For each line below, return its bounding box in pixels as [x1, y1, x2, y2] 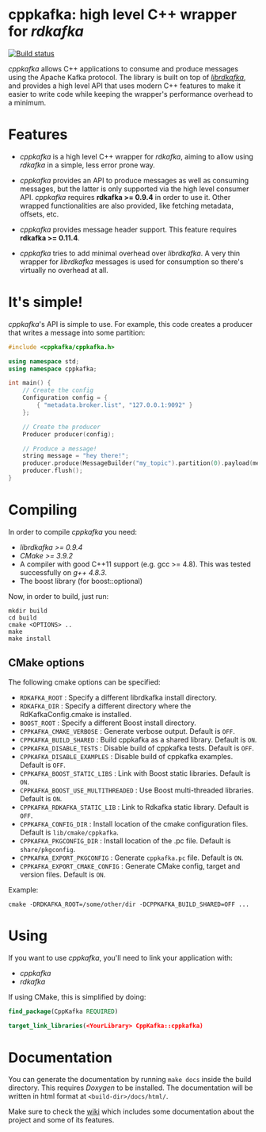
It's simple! [8, 294, 83, 311]
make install [8, 635, 51, 643]
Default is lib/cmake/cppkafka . [19, 827, 119, 837]
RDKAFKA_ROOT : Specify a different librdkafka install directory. [19, 693, 218, 702]
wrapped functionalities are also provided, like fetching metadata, [19, 201, 234, 210]
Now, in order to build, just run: [8, 591, 109, 601]
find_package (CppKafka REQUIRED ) [8, 1007, 119, 1015]
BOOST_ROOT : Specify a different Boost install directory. [19, 718, 196, 727]
